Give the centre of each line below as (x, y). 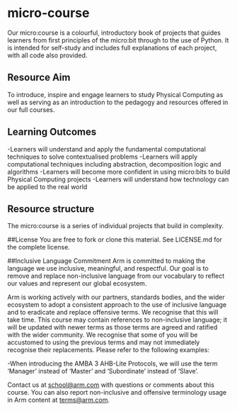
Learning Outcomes (52, 132)
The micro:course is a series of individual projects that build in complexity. (116, 226)
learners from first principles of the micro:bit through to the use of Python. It (118, 40)
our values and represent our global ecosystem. (77, 283)
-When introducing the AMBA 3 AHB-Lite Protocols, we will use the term (112, 364)
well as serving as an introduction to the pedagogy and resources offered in (118, 102)
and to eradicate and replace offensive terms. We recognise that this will (113, 313)
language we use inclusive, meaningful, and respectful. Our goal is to (108, 269)
